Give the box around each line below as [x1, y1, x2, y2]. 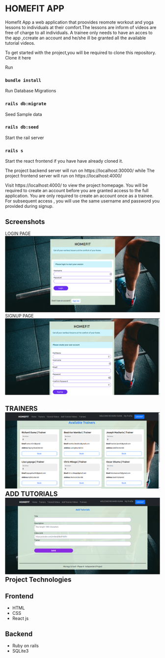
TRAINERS [5, 404, 38, 413]
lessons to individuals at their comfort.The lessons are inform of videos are [5, 24, 157, 30]
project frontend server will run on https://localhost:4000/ [5, 173, 122, 179]
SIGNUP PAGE [5, 313, 34, 319]
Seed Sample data [5, 111, 42, 117]
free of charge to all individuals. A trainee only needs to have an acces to [5, 29, 153, 35]
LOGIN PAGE [5, 230, 31, 236]
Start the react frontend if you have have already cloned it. [5, 158, 124, 164]
